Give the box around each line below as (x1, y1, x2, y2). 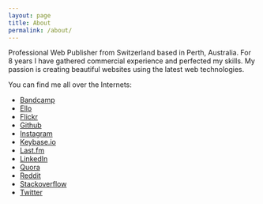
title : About (8, 19, 51, 27)
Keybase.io (19, 138, 57, 147)
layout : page (8, 11, 51, 20)
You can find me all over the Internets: (8, 80, 133, 89)
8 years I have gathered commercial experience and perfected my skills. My (8, 56, 255, 66)
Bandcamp (19, 96, 55, 105)
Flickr (19, 112, 38, 122)
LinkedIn (19, 154, 48, 164)
